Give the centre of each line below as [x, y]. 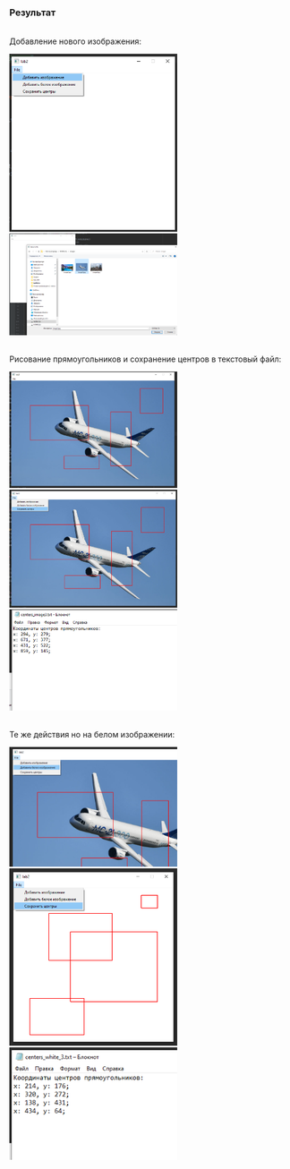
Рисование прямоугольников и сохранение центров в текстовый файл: [145, 359]
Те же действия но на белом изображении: [92, 735]
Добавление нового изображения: [75, 41]
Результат [33, 13]
